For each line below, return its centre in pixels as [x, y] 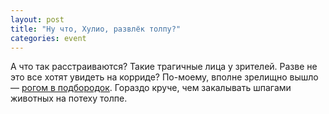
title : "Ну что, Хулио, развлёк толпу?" [96, 29]
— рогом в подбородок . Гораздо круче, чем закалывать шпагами [151, 88]
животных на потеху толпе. [69, 98]
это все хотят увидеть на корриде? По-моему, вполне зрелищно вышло [164, 77]
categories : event [48, 38]
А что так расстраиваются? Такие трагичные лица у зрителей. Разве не [164, 67]
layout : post [37, 19]
